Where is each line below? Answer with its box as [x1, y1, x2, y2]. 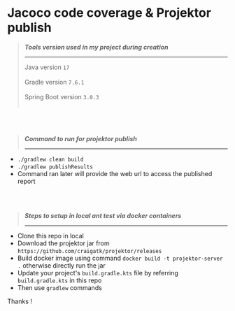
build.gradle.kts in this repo [17, 276, 102, 284]
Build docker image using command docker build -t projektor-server [17, 254, 223, 262]
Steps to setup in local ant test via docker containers [24, 211, 182, 219]
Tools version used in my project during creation [24, 43, 169, 51]
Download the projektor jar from [17, 239, 110, 247]
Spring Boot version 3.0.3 [24, 92, 99, 101]
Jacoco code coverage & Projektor [7, 5, 212, 21]
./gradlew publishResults [17, 163, 93, 171]
